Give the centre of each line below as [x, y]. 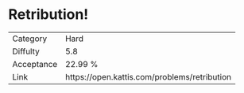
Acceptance [35, 64]
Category [30, 39]
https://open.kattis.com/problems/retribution [148, 76]
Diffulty [26, 51]
